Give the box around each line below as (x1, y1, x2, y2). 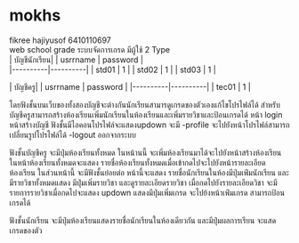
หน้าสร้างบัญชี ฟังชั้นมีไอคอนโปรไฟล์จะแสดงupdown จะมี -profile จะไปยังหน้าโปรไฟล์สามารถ (9, 119, 290, 130)
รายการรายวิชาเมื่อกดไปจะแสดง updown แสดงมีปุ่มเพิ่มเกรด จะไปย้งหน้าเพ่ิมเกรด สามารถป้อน (9, 187, 285, 198)
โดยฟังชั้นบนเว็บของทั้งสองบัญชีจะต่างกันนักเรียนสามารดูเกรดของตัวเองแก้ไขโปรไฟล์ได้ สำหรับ (9, 99, 280, 109)
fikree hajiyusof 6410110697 (9, 35, 111, 45)
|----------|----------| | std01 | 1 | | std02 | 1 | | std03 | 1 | (9, 64, 216, 75)
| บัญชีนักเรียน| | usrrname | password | (9, 54, 144, 65)
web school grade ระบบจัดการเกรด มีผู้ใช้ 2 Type (9, 44, 171, 54)
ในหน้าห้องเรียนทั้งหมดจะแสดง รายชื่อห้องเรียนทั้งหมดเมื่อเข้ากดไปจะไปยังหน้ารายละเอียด (9, 157, 266, 167)
